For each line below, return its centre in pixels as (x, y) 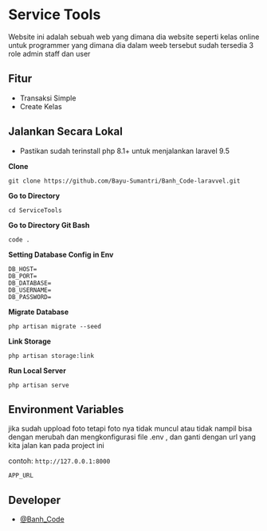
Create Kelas (41, 106)
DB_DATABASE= (30, 283)
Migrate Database (39, 312)
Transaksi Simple (48, 98)
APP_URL (21, 476)
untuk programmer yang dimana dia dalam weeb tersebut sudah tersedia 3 (131, 45)
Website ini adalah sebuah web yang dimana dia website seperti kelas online (134, 37)
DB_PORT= (23, 276)
